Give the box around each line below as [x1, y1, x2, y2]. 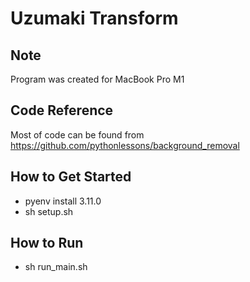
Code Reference [10, 102, 114, 119]
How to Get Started [10, 168, 132, 186]
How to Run [10, 235, 84, 252]
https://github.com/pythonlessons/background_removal [10, 139, 240, 151]
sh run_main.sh [24, 261, 88, 273]
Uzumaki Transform [10, 7, 179, 30]
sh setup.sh [24, 205, 74, 217]
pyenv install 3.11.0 [24, 195, 102, 207]
